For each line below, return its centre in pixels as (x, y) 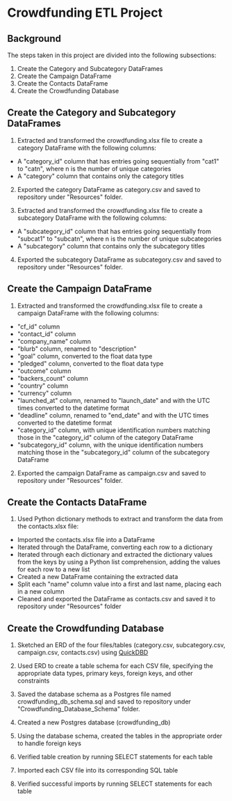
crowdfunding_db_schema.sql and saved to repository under (104, 701)
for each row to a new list (53, 569)
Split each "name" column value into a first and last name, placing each (119, 584)
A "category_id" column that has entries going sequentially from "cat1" (118, 161)
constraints (33, 681)
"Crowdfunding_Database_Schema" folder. (78, 709)
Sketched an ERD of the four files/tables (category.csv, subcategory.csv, (121, 645)
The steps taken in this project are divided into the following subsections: (112, 55)
